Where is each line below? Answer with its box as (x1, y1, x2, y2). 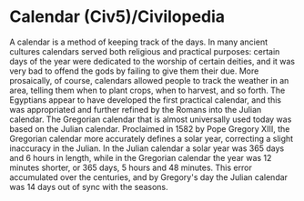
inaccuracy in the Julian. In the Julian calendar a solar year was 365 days (9, 143, 285, 154)
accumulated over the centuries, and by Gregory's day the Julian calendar (9, 171, 289, 183)
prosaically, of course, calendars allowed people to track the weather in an (9, 75, 289, 85)
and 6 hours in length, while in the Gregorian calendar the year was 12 (9, 152, 272, 163)
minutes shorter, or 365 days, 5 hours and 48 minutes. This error (9, 162, 252, 173)
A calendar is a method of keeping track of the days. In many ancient (9, 36, 269, 47)
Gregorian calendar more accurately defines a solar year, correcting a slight (9, 133, 294, 144)
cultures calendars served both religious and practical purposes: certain (9, 45, 280, 56)
